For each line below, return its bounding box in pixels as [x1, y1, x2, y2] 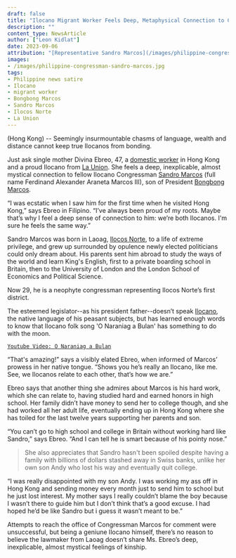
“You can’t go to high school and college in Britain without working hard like [7, 427, 226, 436]
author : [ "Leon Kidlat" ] [7, 37, 80, 44]
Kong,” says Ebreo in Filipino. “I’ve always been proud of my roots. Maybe [7, 206, 221, 214]
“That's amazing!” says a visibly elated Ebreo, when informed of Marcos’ [7, 355, 218, 363]
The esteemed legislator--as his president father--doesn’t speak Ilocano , [7, 306, 218, 315]
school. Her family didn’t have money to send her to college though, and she [7, 398, 228, 407]
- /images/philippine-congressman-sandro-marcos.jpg [7, 63, 165, 70]
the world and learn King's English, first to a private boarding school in [7, 257, 211, 266]
